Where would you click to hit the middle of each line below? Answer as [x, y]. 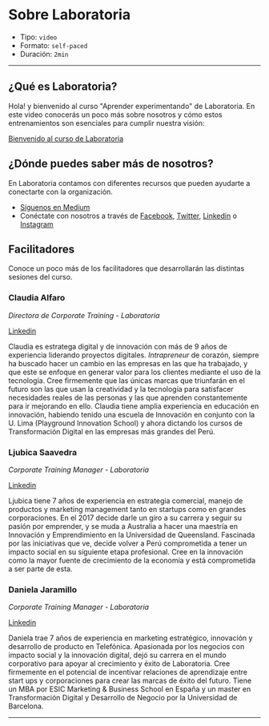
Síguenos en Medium [55, 207]
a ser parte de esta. [40, 569]
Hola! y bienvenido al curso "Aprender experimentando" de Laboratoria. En [132, 106]
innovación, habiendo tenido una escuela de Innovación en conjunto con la [132, 414]
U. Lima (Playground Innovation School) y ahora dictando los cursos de [125, 423]
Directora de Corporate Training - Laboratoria [84, 315]
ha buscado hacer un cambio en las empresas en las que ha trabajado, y [128, 363]
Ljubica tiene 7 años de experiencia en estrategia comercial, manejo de [126, 500]
